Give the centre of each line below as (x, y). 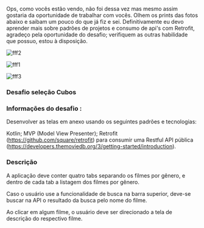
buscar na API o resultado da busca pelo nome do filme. (77, 200)
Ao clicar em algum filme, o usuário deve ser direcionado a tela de (89, 212)
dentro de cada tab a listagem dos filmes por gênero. (73, 182)
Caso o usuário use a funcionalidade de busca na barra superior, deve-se (99, 193)
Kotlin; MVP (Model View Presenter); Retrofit (62, 134)
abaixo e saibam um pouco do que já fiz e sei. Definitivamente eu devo (95, 22)
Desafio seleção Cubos (41, 92)
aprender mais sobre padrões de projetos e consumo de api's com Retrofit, (100, 28)
